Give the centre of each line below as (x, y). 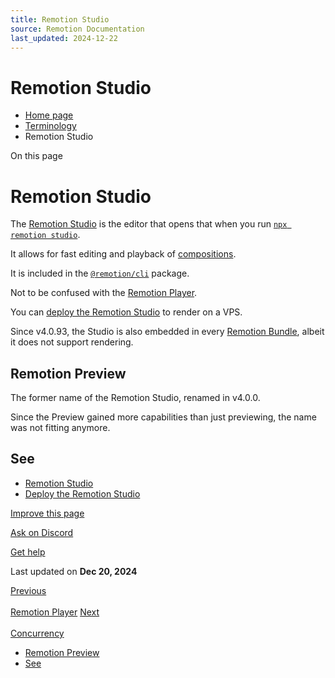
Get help (28, 552)
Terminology (50, 126)
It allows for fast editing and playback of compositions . (123, 254)
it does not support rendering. (72, 342)
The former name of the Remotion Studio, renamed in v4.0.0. (135, 398)
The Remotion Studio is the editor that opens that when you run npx (149, 224)
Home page (49, 115)
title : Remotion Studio (60, 19)
